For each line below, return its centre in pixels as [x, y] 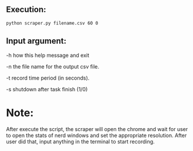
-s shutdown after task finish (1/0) [47, 89]
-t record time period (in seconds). [48, 78]
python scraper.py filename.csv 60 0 [52, 23]
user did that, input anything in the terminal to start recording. [80, 141]
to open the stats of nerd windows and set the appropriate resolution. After [97, 135]
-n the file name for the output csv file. [53, 66]
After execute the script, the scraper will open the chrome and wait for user [97, 129]
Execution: [26, 10]
